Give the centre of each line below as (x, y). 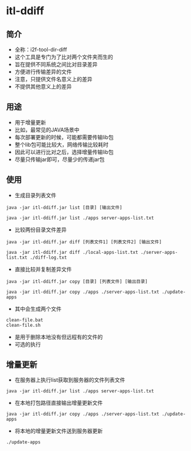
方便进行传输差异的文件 (43, 72)
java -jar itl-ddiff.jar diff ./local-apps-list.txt (72, 252)
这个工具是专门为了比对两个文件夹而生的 (64, 57)
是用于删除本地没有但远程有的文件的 (59, 337)
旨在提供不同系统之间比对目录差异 (56, 64)
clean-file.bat (25, 320)
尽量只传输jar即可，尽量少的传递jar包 (60, 159)
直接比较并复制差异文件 (43, 269)
